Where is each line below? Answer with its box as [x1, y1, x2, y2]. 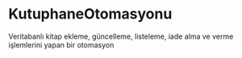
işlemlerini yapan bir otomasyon [8, 39, 115, 49]
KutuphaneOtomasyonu [8, 5, 173, 23]
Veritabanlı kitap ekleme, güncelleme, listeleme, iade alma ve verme [8, 31, 234, 41]
